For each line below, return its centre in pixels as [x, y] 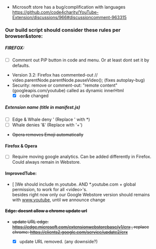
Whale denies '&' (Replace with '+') [47, 125]
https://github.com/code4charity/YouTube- [55, 12]
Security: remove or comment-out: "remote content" [65, 85]
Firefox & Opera [21, 146]
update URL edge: [30, 222]
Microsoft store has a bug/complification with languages [69, 7]
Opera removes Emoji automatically [48, 135]
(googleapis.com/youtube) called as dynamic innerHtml [68, 90]
